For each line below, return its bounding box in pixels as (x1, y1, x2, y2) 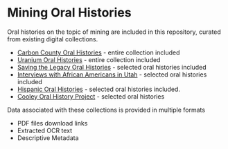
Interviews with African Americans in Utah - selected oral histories (17, 70, 207, 79)
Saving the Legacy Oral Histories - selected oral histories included (17, 63, 207, 71)
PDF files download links (17, 119, 88, 127)
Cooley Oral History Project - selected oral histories (17, 92, 165, 101)
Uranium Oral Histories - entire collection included (17, 55, 161, 63)
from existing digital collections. (7, 34, 98, 43)
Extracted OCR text (17, 126, 73, 135)
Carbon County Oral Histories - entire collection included (17, 48, 180, 57)
